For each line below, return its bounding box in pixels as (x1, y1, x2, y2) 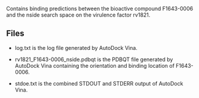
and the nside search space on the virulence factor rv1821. (6, 11, 151, 18)
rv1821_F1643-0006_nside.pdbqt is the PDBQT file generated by (14, 56, 173, 63)
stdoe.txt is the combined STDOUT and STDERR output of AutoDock (14, 80, 183, 87)
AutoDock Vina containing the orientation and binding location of (14, 62, 175, 69)
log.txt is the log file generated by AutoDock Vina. (14, 44, 137, 51)
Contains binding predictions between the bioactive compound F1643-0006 (6, 5, 193, 12)
